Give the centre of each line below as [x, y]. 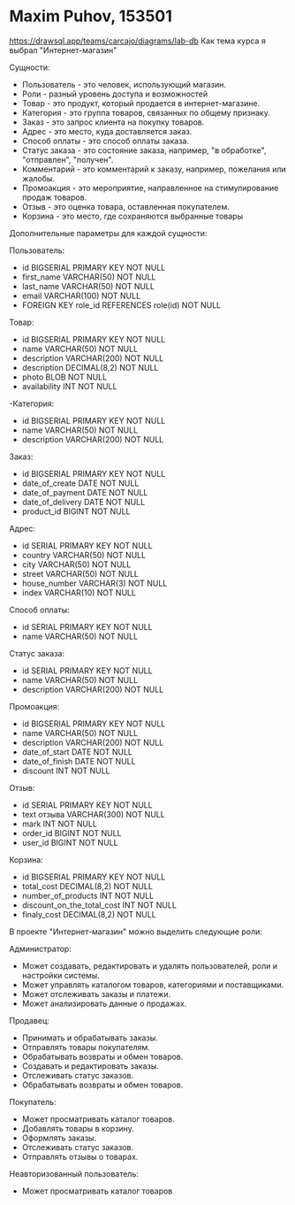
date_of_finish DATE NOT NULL [79, 761]
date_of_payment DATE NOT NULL [85, 492]
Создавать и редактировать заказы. [90, 1066]
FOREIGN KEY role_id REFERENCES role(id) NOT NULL [121, 305]
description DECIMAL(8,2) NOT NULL [90, 367]
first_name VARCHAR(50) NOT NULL [89, 277]
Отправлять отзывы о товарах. [80, 1156]
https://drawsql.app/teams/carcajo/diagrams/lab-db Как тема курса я [138, 41]
